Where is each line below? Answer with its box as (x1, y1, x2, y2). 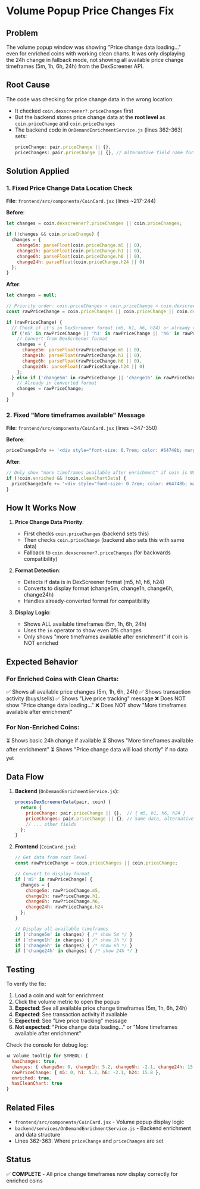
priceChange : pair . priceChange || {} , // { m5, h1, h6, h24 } (26, 810, 186, 816)
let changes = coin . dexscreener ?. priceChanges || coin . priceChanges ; (6, 220, 183, 227)
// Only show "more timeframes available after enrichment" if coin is (6, 470, 187, 476)
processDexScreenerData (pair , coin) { (14, 799, 111, 805)
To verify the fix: (6, 981, 46, 988)
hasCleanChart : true (11, 1081, 62, 1087)
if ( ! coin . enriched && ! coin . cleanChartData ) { (6, 475, 127, 481)
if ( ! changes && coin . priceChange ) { (6, 231, 100, 238)
